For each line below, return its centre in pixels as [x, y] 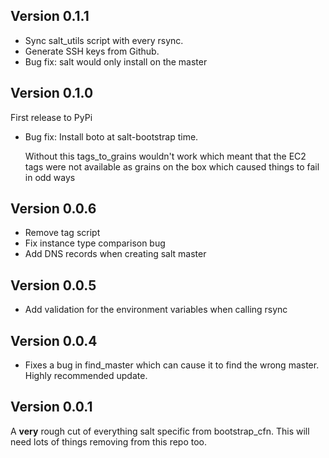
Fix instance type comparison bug [95, 243]
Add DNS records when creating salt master [115, 254]
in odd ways [50, 177]
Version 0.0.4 [54, 340]
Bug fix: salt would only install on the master [116, 61]
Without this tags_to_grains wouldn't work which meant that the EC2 [165, 156]
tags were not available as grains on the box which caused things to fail [172, 166]
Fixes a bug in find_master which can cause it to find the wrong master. [172, 365]
